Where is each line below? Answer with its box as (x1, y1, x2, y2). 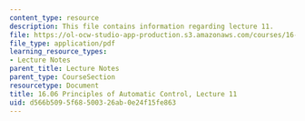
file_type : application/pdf (9, 38, 116, 48)
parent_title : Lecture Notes (9, 65, 120, 74)
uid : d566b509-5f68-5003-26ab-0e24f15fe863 (9, 97, 177, 107)
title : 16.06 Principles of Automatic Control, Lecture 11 (9, 89, 238, 98)
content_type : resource (9, 13, 100, 23)
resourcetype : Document (9, 81, 100, 90)
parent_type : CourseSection (9, 73, 116, 82)
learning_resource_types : (9, 47, 107, 56)
